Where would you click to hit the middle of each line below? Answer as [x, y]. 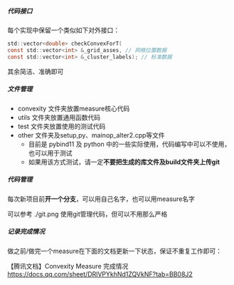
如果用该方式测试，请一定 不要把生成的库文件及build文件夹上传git [124, 162]
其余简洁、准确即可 [36, 71]
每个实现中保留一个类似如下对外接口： [63, 30]
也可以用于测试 [50, 152]
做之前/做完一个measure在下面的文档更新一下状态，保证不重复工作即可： [115, 251]
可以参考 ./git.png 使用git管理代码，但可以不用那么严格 [87, 214]
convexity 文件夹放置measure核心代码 [74, 108]
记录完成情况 [26, 232]
